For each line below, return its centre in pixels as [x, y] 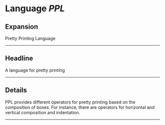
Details [16, 90]
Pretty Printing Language [30, 38]
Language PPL [35, 9]
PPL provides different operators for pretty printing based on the [70, 102]
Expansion [22, 27]
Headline [19, 59]
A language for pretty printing [35, 70]
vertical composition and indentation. [43, 112]
